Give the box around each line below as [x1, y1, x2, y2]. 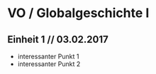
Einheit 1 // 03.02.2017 [7, 33, 108, 46]
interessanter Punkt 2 [17, 60, 81, 68]
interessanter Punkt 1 [17, 52, 79, 60]
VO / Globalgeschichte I [7, 5, 150, 21]
